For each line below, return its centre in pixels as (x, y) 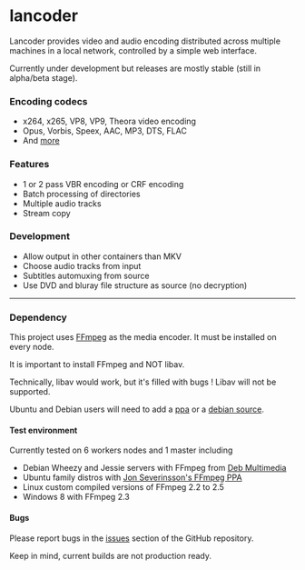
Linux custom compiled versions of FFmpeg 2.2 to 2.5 (123, 487)
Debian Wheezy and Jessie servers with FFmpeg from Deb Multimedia (154, 468)
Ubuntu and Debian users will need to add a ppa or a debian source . (137, 409)
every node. (32, 347)
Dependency (39, 317)
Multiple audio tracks (62, 203)
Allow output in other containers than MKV (102, 256)
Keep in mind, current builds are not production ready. (110, 555)
